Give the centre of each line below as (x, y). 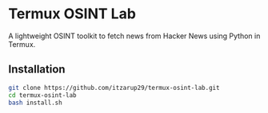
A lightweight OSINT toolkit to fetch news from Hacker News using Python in (134, 36)
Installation (37, 70)
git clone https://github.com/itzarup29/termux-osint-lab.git (114, 88)
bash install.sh (35, 103)
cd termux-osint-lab (43, 95)
